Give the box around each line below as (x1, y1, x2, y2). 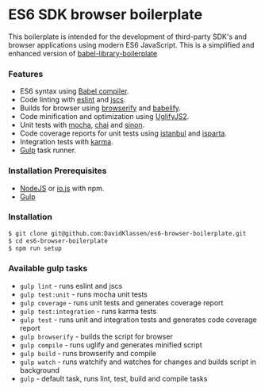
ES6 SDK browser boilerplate (8, 6, 203, 24)
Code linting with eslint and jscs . (19, 95, 126, 105)
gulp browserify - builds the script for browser (19, 332, 173, 341)
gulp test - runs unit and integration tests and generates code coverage (19, 315, 257, 324)
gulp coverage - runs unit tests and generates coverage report (19, 297, 224, 307)
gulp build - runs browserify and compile (19, 348, 157, 358)
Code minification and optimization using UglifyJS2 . (19, 112, 190, 121)
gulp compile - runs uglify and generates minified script (19, 339, 202, 350)
